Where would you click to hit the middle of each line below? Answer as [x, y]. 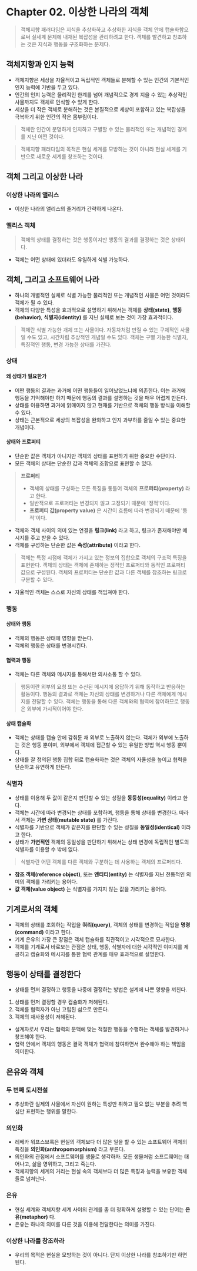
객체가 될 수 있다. [34, 302]
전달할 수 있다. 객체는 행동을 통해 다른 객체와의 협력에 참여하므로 [105, 702]
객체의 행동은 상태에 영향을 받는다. [54, 638]
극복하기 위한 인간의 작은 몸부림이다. [56, 117]
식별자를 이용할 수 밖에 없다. [47, 849]
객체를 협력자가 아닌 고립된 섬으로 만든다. [62, 1010]
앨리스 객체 [21, 225]
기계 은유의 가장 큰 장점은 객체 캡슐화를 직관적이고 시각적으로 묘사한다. [95, 939]
